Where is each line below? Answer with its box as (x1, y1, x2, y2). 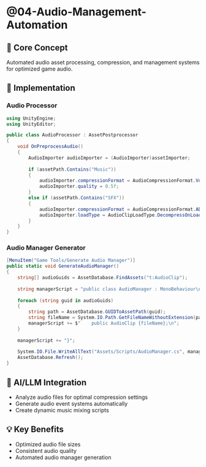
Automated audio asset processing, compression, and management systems (6, 59, 200, 66)
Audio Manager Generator (6, 244, 86, 252)
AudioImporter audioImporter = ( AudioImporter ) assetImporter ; (28, 155, 191, 161)
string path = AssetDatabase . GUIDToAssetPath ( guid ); (28, 309, 166, 315)
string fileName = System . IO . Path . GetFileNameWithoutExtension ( (28, 315, 196, 321)
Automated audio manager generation (15, 453, 112, 461)
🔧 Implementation (6, 83, 75, 93)
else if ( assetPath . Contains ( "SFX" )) (28, 195, 124, 201)
